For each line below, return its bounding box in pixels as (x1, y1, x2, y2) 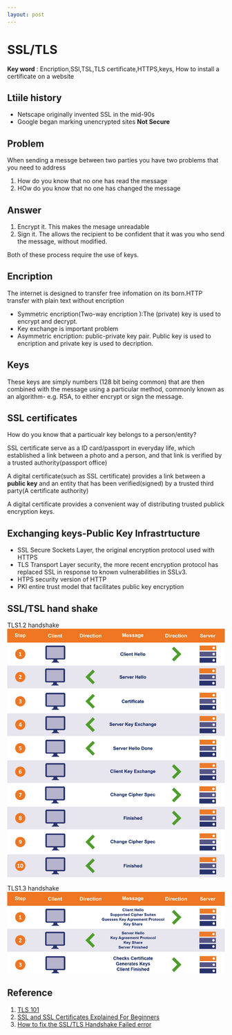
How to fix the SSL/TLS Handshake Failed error (17, 1020, 152, 1028)
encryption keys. (7, 507, 55, 516)
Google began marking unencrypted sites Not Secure (17, 118, 171, 126)
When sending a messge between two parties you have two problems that (7, 156, 219, 165)
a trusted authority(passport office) (7, 458, 108, 467)
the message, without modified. (17, 237, 108, 245)
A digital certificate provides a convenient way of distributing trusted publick (7, 500, 225, 508)
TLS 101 (17, 1005, 39, 1014)
